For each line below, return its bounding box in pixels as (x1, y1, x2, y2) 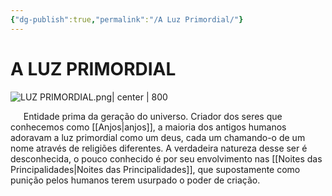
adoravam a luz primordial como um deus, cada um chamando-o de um (10, 131, 306, 143)
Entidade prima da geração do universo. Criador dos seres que (23, 110, 283, 122)
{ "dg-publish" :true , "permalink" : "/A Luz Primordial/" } (10, 14, 244, 25)
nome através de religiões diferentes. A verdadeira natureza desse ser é (10, 142, 308, 154)
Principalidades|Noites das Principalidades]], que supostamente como (10, 163, 301, 175)
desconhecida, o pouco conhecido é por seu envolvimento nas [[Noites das (10, 152, 323, 165)
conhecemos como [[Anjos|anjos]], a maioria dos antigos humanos (10, 121, 287, 133)
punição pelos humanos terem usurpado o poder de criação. (10, 174, 261, 186)
